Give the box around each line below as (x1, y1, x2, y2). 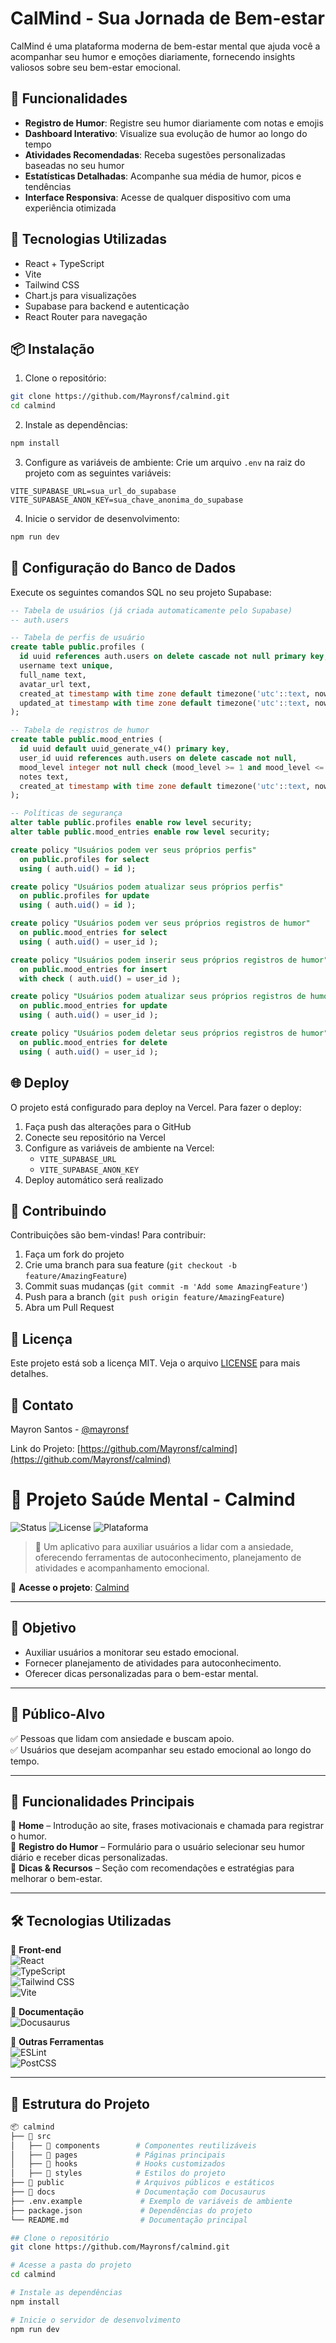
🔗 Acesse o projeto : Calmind (10, 1581, 130, 1593)
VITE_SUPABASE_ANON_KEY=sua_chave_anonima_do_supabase (10, 495, 244, 505)
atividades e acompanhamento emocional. (34, 1562, 210, 1574)
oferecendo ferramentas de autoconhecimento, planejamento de (34, 1551, 302, 1563)
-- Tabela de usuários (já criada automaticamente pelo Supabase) (10, 605, 293, 616)
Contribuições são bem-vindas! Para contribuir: (10, 1229, 207, 1241)
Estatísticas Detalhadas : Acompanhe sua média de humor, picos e (24, 170, 302, 182)
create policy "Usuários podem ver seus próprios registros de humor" (10, 918, 311, 929)
